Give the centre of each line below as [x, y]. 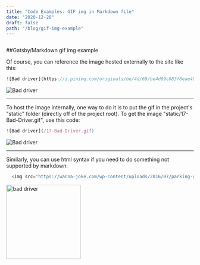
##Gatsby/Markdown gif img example [52, 51]
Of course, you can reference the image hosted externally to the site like [95, 62]
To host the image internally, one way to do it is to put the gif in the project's [99, 108]
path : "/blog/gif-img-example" [45, 28]
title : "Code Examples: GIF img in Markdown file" [70, 12]
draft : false [22, 23]
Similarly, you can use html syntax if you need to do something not [88, 159]
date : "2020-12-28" [30, 17]
